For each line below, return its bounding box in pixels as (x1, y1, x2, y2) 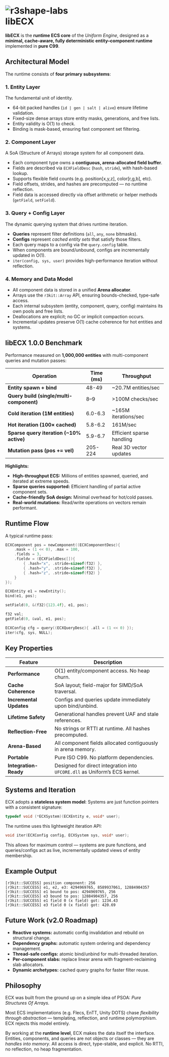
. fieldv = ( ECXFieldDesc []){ (14, 556, 75, 561)
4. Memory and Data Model (5, 275, 73, 282)
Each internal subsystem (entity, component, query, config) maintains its (12, 303, 163, 309)
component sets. (12, 489, 48, 495)
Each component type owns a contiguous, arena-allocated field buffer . (12, 160, 162, 166)
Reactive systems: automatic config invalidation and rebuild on (12, 929, 144, 935)
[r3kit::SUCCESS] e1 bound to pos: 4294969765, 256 (5, 889, 116, 894)
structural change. (12, 935, 51, 941)
